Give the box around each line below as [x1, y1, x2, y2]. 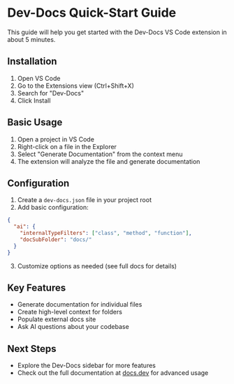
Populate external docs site [17, 315, 96, 323]
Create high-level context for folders [17, 308, 122, 316]
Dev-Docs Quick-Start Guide [7, 5, 177, 21]
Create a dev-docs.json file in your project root [17, 196, 152, 204]
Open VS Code [17, 74, 61, 82]
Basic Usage [7, 116, 63, 128]
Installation [7, 56, 57, 68]
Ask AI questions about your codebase [17, 323, 129, 331]
